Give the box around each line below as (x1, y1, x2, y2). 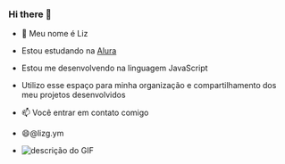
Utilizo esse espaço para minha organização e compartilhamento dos (21, 80, 277, 91)
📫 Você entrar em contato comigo (21, 107, 149, 119)
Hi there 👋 (8, 8, 53, 20)
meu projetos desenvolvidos (21, 89, 126, 101)
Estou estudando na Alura (21, 45, 117, 56)
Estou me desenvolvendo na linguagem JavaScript (21, 62, 208, 74)
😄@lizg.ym (21, 128, 64, 139)
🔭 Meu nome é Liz (21, 29, 88, 39)
